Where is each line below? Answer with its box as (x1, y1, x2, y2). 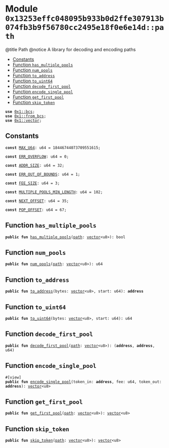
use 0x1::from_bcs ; (5, 114, 47, 119)
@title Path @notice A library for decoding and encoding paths (5, 46, 136, 52)
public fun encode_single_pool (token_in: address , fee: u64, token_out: (5, 379, 162, 384)
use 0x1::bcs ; (5, 109, 35, 114)
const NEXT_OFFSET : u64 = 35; (5, 198, 69, 203)
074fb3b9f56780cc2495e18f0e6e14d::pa (5, 23, 164, 32)
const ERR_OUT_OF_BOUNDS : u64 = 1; (5, 172, 80, 177)
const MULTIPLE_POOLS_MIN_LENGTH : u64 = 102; (5, 190, 103, 195)
